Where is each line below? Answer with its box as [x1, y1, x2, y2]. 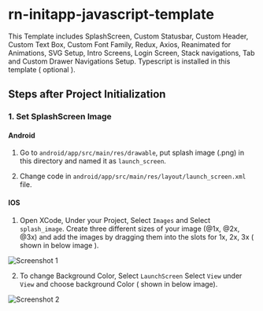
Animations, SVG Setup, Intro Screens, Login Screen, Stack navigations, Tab [8, 48, 255, 57]
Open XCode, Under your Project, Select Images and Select [19, 215, 211, 225]
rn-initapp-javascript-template [8, 5, 215, 24]
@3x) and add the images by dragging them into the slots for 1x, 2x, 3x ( [19, 232, 254, 241]
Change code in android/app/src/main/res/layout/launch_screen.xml [19, 171, 246, 181]
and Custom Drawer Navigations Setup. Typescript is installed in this [8, 57, 231, 66]
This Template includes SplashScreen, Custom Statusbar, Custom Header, [8, 31, 249, 41]
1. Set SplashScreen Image [8, 112, 112, 123]
